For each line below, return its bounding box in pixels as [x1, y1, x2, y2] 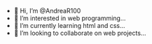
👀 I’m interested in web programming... [13, 14, 126, 22]
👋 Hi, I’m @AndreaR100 [13, 7, 81, 15]
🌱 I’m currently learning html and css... [13, 22, 125, 29]
